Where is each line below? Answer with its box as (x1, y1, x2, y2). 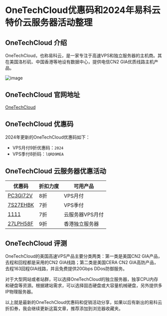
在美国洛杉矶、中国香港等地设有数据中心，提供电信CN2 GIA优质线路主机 (5, 59, 155, 65)
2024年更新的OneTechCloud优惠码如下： (5, 134, 91, 140)
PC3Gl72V (7, 192, 33, 199)
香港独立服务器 (64, 220, 99, 227)
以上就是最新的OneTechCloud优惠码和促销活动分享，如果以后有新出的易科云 (5, 300, 163, 306)
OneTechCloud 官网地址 (5, 91, 80, 99)
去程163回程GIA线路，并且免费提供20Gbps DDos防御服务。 (5, 266, 128, 272)
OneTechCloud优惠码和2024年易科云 (5, 4, 161, 16)
